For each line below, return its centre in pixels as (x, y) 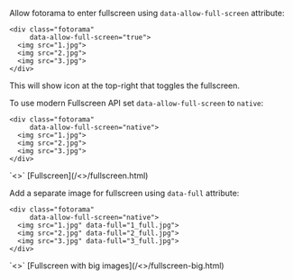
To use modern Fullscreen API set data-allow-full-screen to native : (137, 103)
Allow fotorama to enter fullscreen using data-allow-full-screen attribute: (147, 13)
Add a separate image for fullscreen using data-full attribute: (124, 193)
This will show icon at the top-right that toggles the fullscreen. (125, 86)
